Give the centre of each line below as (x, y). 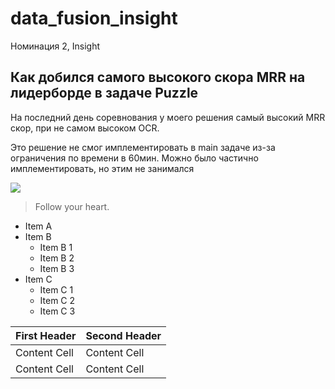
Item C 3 (57, 311)
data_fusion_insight (94, 18)
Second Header (123, 335)
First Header (46, 335)
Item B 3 (57, 268)
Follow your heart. (72, 206)
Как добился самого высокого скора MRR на (158, 77)
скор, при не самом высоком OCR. (85, 128)
